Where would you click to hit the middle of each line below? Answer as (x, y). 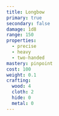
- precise (24, 47)
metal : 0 (23, 103)
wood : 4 (22, 87)
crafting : (19, 80)
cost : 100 (19, 69)
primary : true (24, 18)
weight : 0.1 (21, 75)
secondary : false (28, 23)
